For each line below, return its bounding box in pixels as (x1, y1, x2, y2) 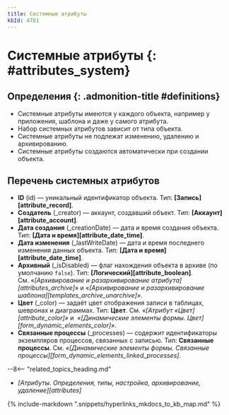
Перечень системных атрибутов (7, 175, 160, 187)
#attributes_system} (7, 62, 131, 78)
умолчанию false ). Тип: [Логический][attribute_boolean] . (17, 269, 193, 277)
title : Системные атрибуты (7, 10, 87, 18)
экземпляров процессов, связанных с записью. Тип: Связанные (17, 337, 214, 345)
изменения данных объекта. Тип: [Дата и (17, 246, 143, 255)
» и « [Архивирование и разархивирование (74, 284, 205, 292)
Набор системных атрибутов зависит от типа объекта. (17, 124, 183, 133)
